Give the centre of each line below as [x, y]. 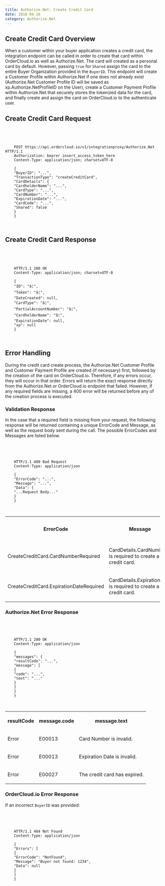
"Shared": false [31, 207]
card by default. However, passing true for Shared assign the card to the [78, 67]
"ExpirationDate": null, [39, 321]
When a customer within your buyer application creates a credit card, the [79, 51]
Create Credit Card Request [48, 119]
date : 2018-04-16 [23, 14]
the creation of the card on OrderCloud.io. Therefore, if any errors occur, [79, 375]
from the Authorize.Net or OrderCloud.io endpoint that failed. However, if [79, 386]
